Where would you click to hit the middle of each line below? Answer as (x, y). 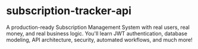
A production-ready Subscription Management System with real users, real (98, 27)
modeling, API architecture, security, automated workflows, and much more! (100, 40)
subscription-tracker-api (69, 11)
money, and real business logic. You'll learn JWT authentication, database (97, 33)
